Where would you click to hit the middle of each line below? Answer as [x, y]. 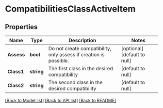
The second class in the [75, 82]
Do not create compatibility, [80, 48]
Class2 [16, 85]
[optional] [132, 48]
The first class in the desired [81, 69]
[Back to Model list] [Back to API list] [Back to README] [61, 100]
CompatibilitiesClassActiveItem [70, 9]
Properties [21, 27]
